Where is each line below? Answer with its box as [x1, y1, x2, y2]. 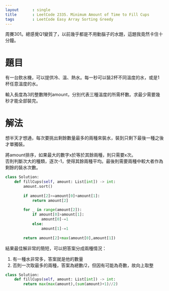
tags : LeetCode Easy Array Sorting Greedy [5, 17, 114, 22]
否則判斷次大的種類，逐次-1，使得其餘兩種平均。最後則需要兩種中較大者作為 [5, 158, 163, 164]
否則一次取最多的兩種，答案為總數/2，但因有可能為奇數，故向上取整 [12, 262, 154, 268]
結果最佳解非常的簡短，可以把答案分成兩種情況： [5, 245, 107, 251]
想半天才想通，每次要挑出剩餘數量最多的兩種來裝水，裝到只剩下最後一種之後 [5, 135, 164, 141]
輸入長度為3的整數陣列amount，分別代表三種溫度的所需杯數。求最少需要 [5, 92, 156, 98]
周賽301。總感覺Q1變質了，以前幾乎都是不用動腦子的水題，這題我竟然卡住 [5, 31, 159, 37]
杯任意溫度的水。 [5, 81, 41, 87]
